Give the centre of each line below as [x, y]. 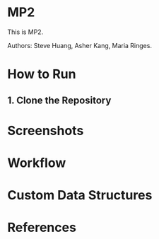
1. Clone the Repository [59, 100]
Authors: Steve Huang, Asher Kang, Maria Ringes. [79, 45]
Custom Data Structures [80, 196]
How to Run [42, 74]
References [42, 228]
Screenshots [46, 130]
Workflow [37, 163]
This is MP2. [25, 32]
